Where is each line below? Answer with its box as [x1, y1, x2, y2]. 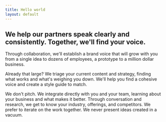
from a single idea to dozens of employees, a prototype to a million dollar [5, 56, 154, 62]
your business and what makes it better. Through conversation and [5, 96, 142, 102]
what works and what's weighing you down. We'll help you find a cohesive [5, 76, 158, 82]
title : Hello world [5, 7, 46, 12]
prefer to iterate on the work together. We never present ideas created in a [5, 107, 157, 113]
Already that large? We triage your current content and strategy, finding [5, 71, 151, 77]
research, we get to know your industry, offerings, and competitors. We [5, 102, 151, 108]
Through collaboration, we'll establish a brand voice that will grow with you [5, 51, 158, 57]
